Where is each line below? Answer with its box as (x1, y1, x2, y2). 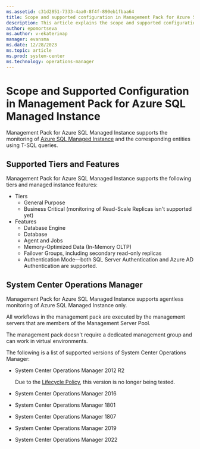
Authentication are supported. (23, 263, 98, 270)
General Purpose (23, 199, 65, 206)
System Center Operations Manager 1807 (14, 413, 117, 420)
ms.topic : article (6, 48, 52, 54)
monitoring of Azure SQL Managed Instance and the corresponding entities (6, 135, 190, 143)
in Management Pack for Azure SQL (6, 96, 186, 110)
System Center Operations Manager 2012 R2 (14, 367, 125, 374)
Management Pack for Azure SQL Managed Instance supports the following (6, 175, 192, 182)
